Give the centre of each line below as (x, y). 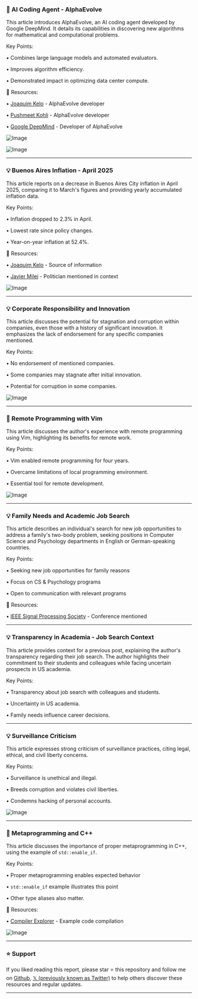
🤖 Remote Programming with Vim (55, 418)
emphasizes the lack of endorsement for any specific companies (85, 334)
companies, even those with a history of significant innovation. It (85, 327)
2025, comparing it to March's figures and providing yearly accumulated (94, 189)
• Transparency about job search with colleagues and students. (83, 692)
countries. (18, 547)
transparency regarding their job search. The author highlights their (88, 656)
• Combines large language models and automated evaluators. (82, 58)
